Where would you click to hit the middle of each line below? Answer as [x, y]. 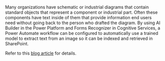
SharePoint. [17, 44]
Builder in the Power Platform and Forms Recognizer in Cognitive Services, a [83, 28]
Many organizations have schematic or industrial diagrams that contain [77, 7]
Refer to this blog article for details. [41, 53]
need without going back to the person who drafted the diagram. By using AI [83, 23]
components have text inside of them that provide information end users [78, 17]
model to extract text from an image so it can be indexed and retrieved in [79, 38]
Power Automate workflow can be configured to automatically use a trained [82, 33]
